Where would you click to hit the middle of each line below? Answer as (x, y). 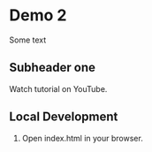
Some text (28, 40)
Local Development (64, 117)
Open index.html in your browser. (82, 138)
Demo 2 (38, 15)
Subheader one (52, 68)
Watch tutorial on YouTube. (58, 88)
